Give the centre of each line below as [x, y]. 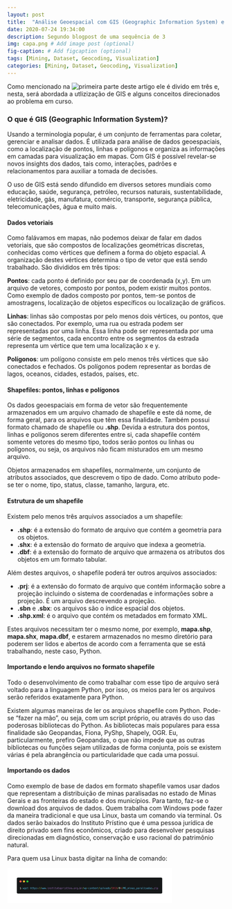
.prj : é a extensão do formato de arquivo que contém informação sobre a [121, 586]
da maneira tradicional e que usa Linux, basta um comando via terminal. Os [115, 815]
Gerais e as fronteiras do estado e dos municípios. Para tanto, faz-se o [108, 801]
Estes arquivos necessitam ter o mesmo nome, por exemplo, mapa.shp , [110, 629]
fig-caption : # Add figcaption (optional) [69, 51]
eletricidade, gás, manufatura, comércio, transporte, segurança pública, [110, 199]
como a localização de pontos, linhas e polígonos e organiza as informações [116, 149]
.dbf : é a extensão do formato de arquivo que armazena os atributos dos [121, 552]
